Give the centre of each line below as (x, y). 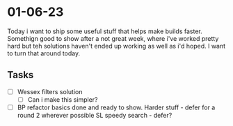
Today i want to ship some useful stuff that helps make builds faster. (105, 31)
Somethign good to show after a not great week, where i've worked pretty (113, 38)
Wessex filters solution (50, 91)
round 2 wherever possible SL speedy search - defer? (95, 115)
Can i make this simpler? (63, 99)
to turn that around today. (44, 53)
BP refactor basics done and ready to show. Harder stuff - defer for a (116, 107)
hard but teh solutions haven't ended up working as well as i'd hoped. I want (116, 46)
